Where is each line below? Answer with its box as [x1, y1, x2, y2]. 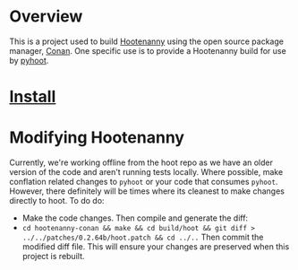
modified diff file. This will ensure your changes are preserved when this [21, 241, 290, 252]
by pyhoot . [9, 55, 49, 65]
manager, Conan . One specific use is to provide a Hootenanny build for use [9, 45, 286, 56]
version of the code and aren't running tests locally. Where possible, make [9, 167, 284, 178]
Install [9, 87, 56, 107]
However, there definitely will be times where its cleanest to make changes [9, 186, 285, 196]
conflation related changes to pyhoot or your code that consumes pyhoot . [9, 177, 278, 187]
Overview [9, 6, 83, 27]
